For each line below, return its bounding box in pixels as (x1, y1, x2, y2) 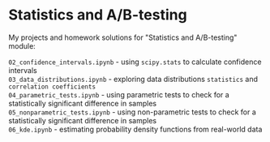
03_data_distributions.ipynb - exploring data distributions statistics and (8, 74, 258, 84)
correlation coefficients (8, 83, 96, 91)
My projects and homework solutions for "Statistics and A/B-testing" (8, 32, 238, 42)
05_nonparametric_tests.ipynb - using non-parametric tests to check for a (8, 107, 257, 117)
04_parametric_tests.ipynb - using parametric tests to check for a (8, 89, 229, 99)
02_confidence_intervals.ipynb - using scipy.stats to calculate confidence (8, 57, 262, 67)
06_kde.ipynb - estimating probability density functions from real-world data (8, 124, 263, 134)
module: (8, 41, 36, 50)
